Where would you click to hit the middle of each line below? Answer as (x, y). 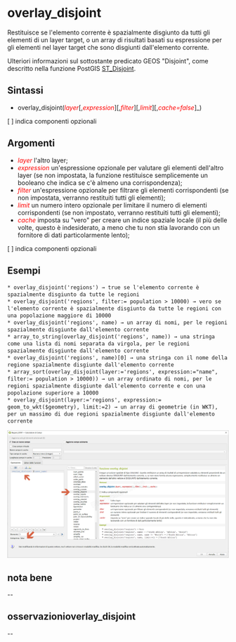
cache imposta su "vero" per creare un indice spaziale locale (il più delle (122, 220)
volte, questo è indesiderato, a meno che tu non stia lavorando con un (118, 227)
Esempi (24, 270)
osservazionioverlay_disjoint (72, 617)
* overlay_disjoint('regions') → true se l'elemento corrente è (103, 288)
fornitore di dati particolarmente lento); (73, 235)
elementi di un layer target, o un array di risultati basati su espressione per (115, 39)
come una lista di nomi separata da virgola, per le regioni (99, 344)
